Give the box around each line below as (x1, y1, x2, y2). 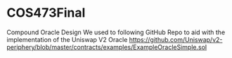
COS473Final (6, 5, 86, 21)
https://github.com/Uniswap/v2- (129, 35, 223, 43)
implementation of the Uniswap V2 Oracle (6, 35, 128, 43)
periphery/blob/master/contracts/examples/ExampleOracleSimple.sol (6, 43, 207, 51)
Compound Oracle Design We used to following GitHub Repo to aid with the (6, 28, 226, 36)
